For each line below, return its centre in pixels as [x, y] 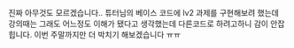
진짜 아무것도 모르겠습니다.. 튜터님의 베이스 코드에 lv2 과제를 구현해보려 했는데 [144, 13]
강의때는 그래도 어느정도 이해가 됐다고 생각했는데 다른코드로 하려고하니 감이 [139, 24]
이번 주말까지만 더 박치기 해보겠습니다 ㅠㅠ [108, 34]
